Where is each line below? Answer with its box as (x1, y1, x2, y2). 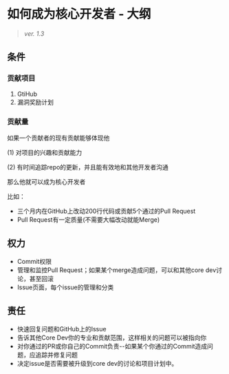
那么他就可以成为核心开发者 (7, 177, 86, 186)
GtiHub (17, 90, 38, 98)
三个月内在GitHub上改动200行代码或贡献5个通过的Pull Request (17, 207, 196, 215)
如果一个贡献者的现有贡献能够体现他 (7, 134, 110, 142)
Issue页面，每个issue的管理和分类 (17, 283, 114, 291)
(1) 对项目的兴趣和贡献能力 (7, 148, 83, 156)
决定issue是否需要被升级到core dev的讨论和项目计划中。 (17, 359, 178, 367)
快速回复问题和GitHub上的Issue (17, 324, 107, 333)
